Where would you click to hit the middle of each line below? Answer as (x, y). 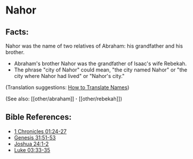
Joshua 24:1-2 (31, 144)
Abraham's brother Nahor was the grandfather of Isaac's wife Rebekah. (100, 63)
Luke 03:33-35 (32, 150)
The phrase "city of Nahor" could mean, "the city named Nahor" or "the (101, 70)
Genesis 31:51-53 (35, 137)
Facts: (17, 32)
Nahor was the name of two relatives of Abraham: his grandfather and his (94, 46)
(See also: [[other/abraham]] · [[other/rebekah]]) (64, 99)
